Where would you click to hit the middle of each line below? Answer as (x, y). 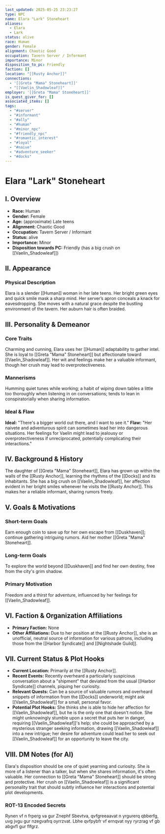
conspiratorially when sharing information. (48, 399)
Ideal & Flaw (20, 412)
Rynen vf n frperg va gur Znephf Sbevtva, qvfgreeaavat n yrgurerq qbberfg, (82, 816)
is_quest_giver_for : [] (29, 97)
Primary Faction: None (36, 628)
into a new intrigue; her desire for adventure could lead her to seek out (84, 734)
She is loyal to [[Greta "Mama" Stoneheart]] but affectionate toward (73, 354)
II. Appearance (28, 269)
